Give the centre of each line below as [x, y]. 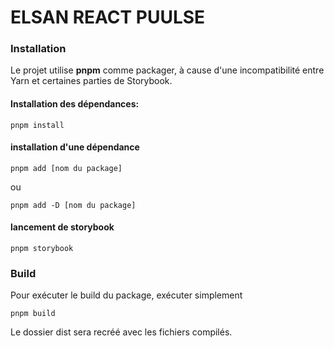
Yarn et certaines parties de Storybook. [91, 81]
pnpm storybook [42, 249]
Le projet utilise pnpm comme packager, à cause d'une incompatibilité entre [167, 70]
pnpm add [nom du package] [66, 168]
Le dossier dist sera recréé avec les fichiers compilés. [121, 332]
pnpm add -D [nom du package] [73, 205]
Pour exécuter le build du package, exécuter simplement [126, 295]
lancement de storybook [62, 227]
